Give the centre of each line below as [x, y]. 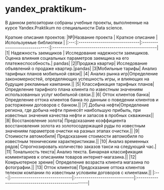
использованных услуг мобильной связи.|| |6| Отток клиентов [70, 95]
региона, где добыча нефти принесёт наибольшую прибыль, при [73, 110]
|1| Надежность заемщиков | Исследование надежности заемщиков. [77, 53]
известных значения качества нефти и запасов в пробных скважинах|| [80, 115]
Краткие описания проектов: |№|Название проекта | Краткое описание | [81, 37]
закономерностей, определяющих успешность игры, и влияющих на [77, 79]
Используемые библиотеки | [35, 42]
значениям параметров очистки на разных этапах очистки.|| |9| [72, 131]
